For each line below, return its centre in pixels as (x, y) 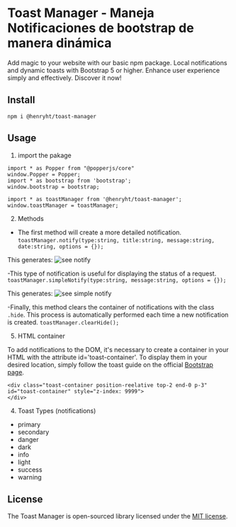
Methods (30, 218)
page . (16, 372)
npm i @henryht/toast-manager (52, 116)
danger (28, 439)
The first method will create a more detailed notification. (100, 232)
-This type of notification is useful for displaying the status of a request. (112, 273)
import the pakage (45, 155)
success (30, 470)
